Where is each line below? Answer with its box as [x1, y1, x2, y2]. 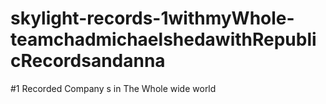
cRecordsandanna [10, 50, 166, 72]
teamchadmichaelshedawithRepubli [10, 28, 317, 51]
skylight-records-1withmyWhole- [10, 7, 295, 30]
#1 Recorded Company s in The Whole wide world [10, 82, 217, 94]
